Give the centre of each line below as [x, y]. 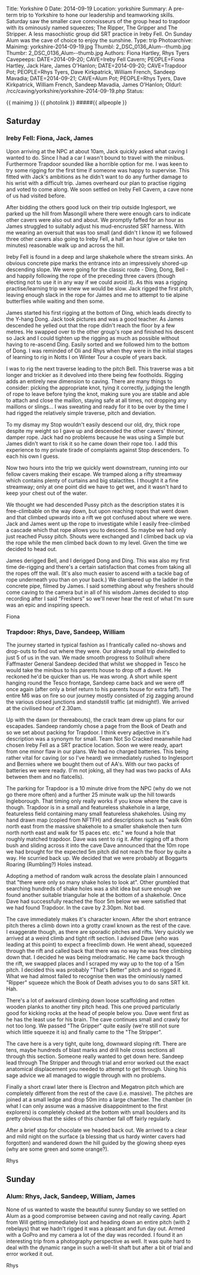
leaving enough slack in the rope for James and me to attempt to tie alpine [97, 295]
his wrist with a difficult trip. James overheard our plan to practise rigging [96, 183]
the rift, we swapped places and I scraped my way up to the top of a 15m [95, 963]
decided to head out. [32, 549]
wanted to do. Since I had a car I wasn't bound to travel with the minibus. [96, 157]
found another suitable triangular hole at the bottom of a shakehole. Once [96, 895]
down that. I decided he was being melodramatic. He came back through [96, 957]
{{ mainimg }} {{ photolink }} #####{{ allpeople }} [67, 103]
